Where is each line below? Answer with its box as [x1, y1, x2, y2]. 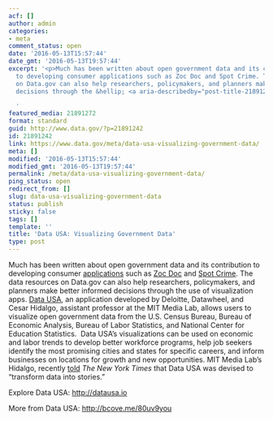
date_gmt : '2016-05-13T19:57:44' [8, 58, 122, 66]
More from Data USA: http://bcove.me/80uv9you [8, 403, 172, 413]
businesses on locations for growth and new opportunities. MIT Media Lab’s [8, 354, 262, 364]
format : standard [8, 117, 67, 126]
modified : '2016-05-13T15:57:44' [8, 155, 122, 163]
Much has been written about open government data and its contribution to [8, 260, 260, 269]
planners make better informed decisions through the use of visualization [8, 286, 253, 295]
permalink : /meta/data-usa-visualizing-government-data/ [8, 170, 206, 178]
